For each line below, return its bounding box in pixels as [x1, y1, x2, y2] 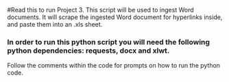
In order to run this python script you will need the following [7, 37, 210, 46]
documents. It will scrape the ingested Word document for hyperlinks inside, [7, 13, 223, 21]
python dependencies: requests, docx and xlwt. [7, 46, 170, 55]
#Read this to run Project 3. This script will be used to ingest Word [7, 6, 194, 14]
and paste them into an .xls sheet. [7, 20, 103, 28]
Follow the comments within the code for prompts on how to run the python [7, 61, 221, 70]
